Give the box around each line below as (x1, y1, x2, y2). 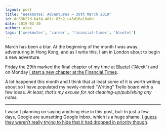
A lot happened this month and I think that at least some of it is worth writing (5, 79, 161, 85)
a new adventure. (5, 54, 41, 60)
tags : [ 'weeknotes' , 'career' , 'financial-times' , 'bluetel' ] (5, 30, 136, 35)
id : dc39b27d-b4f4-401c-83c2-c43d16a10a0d (5, 16, 94, 21)
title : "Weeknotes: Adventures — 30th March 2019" (5, 12, 112, 17)
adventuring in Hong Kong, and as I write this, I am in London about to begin (5, 49, 160, 55)
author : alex (5, 26, 32, 31)
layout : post (5, 7, 32, 12)
